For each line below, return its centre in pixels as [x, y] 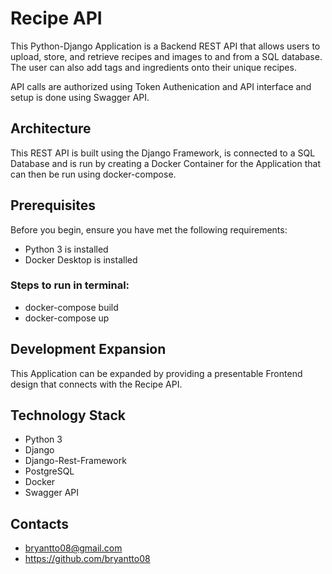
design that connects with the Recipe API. [96, 384]
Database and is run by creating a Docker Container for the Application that [165, 163]
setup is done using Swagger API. [80, 97]
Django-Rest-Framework [75, 461]
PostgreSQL [49, 471]
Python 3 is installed [66, 249]
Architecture [51, 128]
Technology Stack [68, 415]
